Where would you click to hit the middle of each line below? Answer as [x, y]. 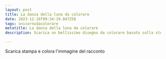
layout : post [19, 10]
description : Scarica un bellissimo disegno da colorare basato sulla [79, 33]
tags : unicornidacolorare [32, 24]
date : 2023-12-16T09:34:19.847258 [41, 19]
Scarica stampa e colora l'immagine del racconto [55, 51]
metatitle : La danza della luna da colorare [52, 28]
